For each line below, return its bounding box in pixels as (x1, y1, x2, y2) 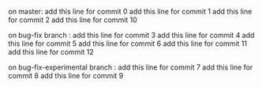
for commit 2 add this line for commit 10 (8, 15, 138, 25)
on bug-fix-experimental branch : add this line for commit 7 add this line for (8, 62, 253, 72)
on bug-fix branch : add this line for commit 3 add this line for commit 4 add (8, 31, 255, 40)
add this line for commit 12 (8, 47, 95, 56)
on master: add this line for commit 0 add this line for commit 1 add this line (8, 7, 253, 16)
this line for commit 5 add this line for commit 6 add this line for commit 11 (8, 39, 247, 48)
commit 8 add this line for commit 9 (8, 71, 124, 80)
